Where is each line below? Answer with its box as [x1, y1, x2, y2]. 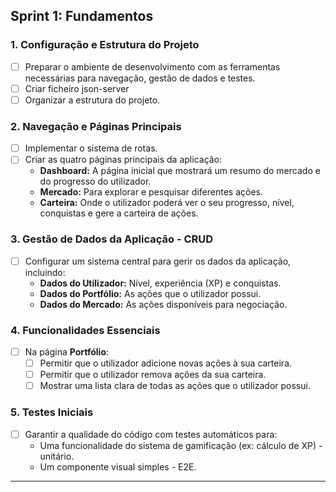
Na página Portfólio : [24, 345, 110, 358]
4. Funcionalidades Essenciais [10, 323, 161, 337]
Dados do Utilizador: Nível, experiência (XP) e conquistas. [39, 277, 282, 289]
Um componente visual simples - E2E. [39, 460, 197, 473]
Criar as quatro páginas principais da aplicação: [24, 154, 223, 166]
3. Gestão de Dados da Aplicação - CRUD [10, 232, 214, 246]
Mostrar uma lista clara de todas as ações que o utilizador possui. [39, 380, 311, 392]
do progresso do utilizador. [39, 175, 152, 188]
